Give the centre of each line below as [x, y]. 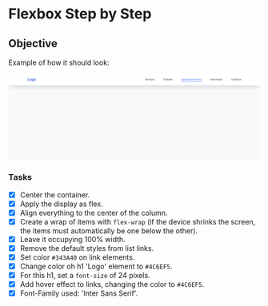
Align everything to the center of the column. [94, 213]
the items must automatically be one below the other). [109, 230]
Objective [33, 44]
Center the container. [55, 195]
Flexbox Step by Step [80, 14]
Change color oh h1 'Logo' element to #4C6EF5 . [96, 266]
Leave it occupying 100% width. [72, 239]
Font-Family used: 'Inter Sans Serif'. [79, 293]
